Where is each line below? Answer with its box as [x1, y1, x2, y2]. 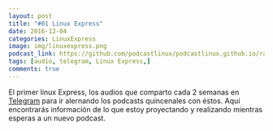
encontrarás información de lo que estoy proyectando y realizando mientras [8, 104, 262, 114]
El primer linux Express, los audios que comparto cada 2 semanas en [8, 87, 240, 97]
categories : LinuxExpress [8, 34, 96, 43]
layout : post [8, 11, 53, 20]
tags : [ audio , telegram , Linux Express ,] [8, 58, 151, 66]
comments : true [8, 65, 60, 73]
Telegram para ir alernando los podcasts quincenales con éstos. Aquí [8, 95, 240, 106]
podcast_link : [8, 50, 57, 58]
